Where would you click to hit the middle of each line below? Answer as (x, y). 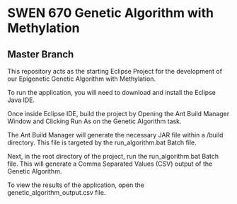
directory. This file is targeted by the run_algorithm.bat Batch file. (102, 142)
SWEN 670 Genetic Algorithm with (111, 13)
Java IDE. (21, 100)
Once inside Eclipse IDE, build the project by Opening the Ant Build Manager (118, 114)
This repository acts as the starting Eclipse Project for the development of (115, 71)
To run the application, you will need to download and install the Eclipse (111, 92)
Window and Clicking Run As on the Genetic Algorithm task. (94, 121)
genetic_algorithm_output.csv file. (57, 192)
